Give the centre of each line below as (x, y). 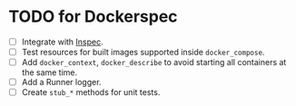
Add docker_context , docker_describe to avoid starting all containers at (154, 63)
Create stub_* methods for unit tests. (91, 92)
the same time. (49, 72)
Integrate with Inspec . (62, 42)
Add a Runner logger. (61, 82)
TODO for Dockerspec (93, 17)
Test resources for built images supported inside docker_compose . (143, 52)
